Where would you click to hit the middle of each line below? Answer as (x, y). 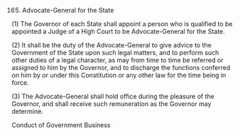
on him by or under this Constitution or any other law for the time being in (119, 75)
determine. (27, 111)
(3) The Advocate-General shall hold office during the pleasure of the (113, 96)
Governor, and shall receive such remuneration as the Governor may (111, 104)
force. (20, 83)
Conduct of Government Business (61, 125)
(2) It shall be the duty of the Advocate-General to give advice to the (111, 45)
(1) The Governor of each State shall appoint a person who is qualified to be (122, 24)
